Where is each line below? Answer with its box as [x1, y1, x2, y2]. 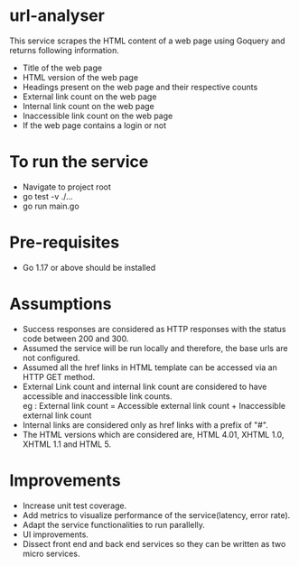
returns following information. [9, 44, 119, 55]
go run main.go [22, 200, 79, 211]
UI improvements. [22, 529, 89, 540]
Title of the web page [22, 62, 102, 73]
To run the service [9, 152, 149, 172]
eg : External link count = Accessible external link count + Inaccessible [22, 400, 286, 411]
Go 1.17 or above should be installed [22, 262, 156, 273]
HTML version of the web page [22, 71, 138, 82]
